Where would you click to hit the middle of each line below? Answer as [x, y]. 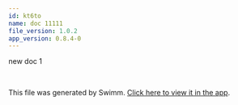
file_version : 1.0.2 [43, 31]
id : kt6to [25, 16]
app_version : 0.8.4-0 [45, 38]
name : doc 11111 [36, 23]
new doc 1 [25, 61]
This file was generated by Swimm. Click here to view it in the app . [119, 93]
